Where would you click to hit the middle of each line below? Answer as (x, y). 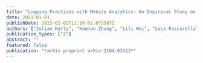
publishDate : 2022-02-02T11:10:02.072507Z (60, 23)
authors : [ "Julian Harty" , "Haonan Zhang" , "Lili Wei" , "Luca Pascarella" (102, 28)
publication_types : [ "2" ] (39, 34)
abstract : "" (23, 40)
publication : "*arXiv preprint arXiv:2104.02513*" (71, 51)
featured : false (27, 46)
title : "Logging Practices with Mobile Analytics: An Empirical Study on (101, 12)
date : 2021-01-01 (28, 17)
